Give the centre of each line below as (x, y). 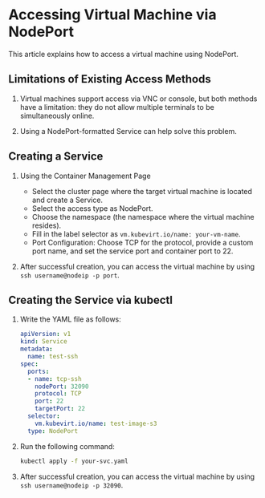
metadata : (37, 349)
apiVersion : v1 (45, 334)
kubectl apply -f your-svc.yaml (74, 461)
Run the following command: (67, 446)
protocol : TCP (58, 394)
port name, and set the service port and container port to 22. (132, 251)
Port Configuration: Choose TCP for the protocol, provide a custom (143, 242)
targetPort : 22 (60, 409)
